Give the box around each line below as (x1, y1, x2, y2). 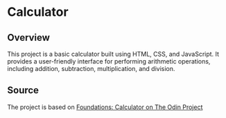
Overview (7, 32, 51, 43)
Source (7, 84, 40, 97)
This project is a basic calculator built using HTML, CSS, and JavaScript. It (7, 50, 220, 58)
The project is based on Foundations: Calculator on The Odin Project (7, 103, 203, 111)
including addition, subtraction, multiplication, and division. (7, 65, 175, 72)
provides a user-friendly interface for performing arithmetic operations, (7, 57, 211, 66)
